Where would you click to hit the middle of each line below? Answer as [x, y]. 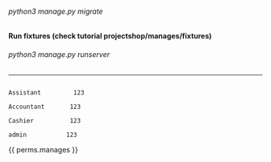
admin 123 [43, 135]
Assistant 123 [46, 93]
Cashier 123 [45, 121]
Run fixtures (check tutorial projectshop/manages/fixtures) [110, 36]
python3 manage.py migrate [56, 11]
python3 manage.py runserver [59, 54]
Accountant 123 [45, 107]
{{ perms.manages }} [44, 150]
